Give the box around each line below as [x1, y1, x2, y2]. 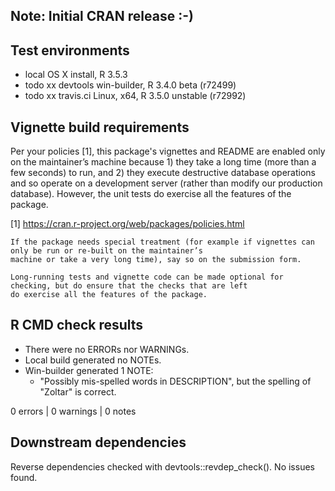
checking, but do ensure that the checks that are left [10, 281, 248, 291]
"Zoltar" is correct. [39, 385, 117, 398]
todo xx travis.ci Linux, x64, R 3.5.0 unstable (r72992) [24, 90, 247, 102]
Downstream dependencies [10, 434, 187, 451]
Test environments [10, 42, 130, 59]
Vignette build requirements [10, 119, 190, 136]
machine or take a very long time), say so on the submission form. [10, 255, 302, 265]
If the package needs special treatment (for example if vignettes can [10, 237, 315, 248]
